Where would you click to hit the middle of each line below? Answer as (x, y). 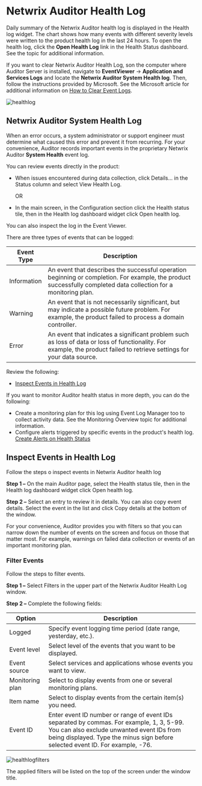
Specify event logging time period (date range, (114, 628)
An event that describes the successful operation (117, 270)
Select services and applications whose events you (121, 663)
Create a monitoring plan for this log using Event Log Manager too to (100, 413)
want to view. (67, 670)
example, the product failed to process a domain (116, 317)
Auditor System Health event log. (48, 154)
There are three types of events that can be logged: (70, 237)
